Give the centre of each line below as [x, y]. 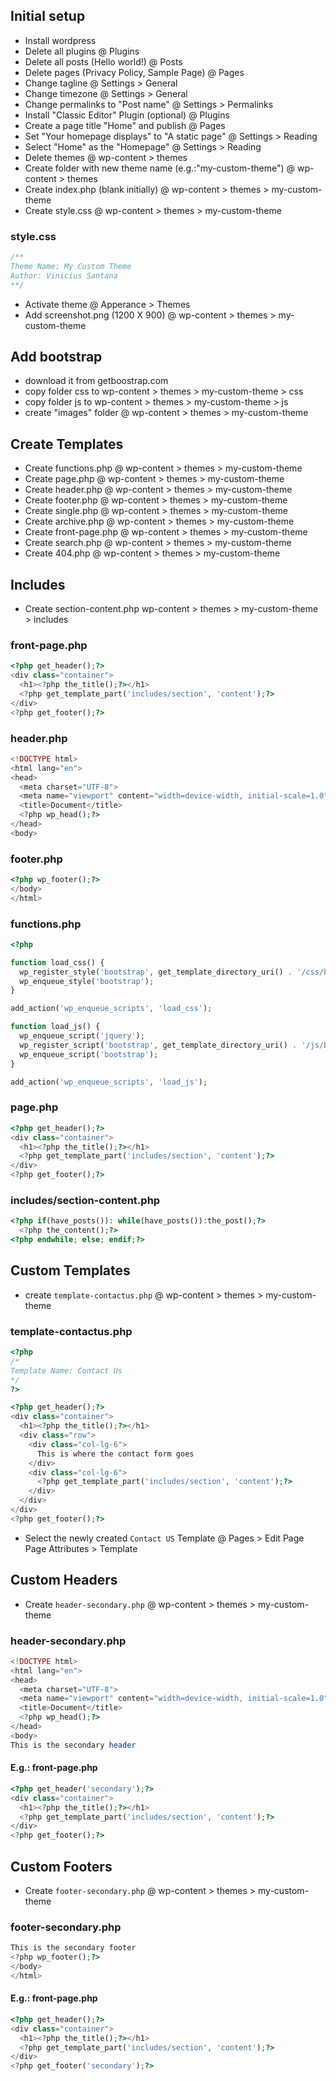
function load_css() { [57, 962]
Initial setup [48, 16]
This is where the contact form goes [115, 1454]
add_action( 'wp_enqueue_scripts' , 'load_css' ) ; [111, 1009]
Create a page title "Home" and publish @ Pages [125, 125]
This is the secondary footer [73, 1948]
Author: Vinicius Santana [64, 275]
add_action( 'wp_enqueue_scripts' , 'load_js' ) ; [109, 1082]
